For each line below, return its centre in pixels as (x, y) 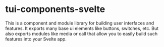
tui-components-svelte (55, 9)
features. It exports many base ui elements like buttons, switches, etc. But (82, 28)
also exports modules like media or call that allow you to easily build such (81, 33)
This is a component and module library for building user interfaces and (80, 23)
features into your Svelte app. (36, 39)
